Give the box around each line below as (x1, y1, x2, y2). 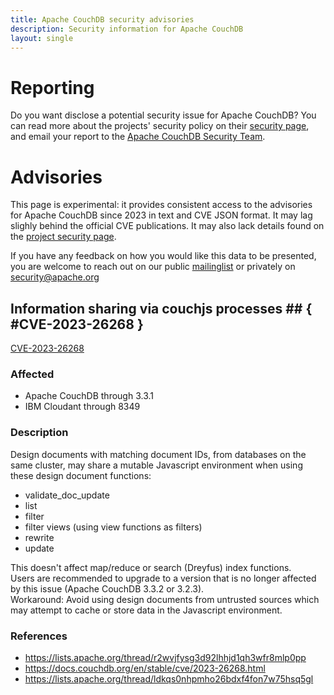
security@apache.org (10, 271, 100, 283)
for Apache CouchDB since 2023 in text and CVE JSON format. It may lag (10, 209, 313, 221)
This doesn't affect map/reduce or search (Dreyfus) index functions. (10, 561, 292, 573)
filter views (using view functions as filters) (24, 521, 203, 533)
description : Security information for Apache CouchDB (10, 24, 244, 34)
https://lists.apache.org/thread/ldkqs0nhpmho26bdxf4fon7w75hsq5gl (24, 672, 314, 685)
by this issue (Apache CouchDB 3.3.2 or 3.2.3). (10, 582, 205, 595)
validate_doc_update (24, 489, 110, 501)
